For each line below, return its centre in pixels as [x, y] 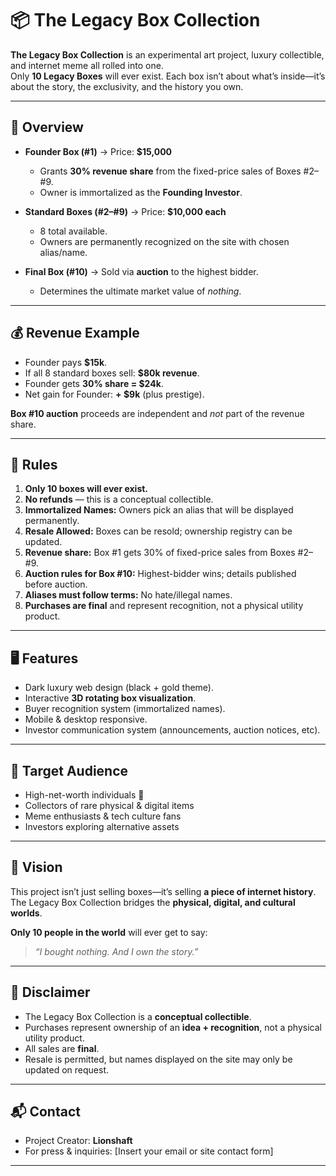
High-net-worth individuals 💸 [84, 795]
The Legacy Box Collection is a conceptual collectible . [138, 1016]
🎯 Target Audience [69, 770]
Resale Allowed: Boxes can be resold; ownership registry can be [158, 531]
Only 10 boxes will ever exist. [86, 489]
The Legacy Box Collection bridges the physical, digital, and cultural [153, 902]
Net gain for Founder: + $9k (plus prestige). [114, 394]
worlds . [26, 913]
